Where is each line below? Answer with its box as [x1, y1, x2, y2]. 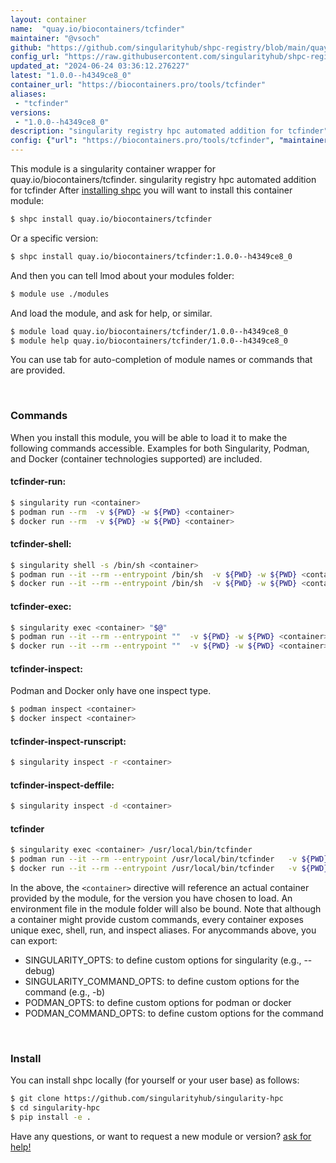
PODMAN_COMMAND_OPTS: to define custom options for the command [24, 1007, 324, 1020]
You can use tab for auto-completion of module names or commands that [10, 354, 313, 366]
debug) [24, 965, 56, 977]
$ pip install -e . [10, 1112, 92, 1123]
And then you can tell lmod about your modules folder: [10, 269, 235, 281]
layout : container [10, 14, 87, 25]
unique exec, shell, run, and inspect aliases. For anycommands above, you [10, 924, 317, 936]
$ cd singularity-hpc [10, 1103, 101, 1113]
